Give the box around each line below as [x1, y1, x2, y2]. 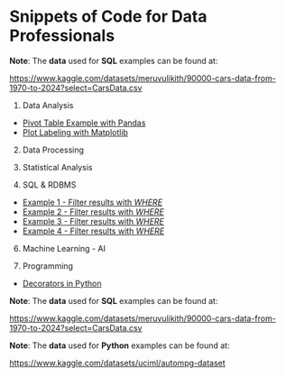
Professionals [9, 25, 115, 46]
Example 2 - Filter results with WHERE [22, 206, 164, 217]
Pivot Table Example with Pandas [22, 117, 146, 128]
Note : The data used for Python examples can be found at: [9, 340, 230, 351]
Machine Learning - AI [22, 243, 106, 253]
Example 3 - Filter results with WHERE [22, 216, 165, 226]
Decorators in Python [22, 278, 102, 289]
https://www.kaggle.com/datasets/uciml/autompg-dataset [9, 357, 226, 368]
